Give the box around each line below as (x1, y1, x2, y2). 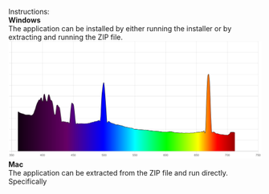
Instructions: (8, 7, 50, 16)
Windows (8, 15, 41, 25)
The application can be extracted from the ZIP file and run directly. (8, 168, 229, 177)
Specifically (8, 176, 47, 186)
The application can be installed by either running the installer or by (8, 24, 232, 33)
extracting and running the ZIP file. (8, 32, 123, 42)
